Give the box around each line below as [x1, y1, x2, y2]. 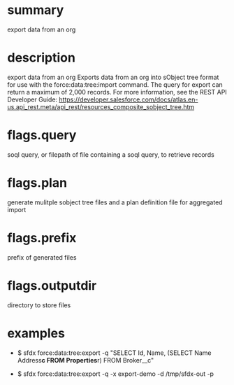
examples [7, 325, 65, 341]
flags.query [7, 127, 77, 143]
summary [7, 2, 64, 18]
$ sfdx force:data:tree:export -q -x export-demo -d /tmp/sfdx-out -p [17, 370, 214, 378]
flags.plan [7, 175, 68, 190]
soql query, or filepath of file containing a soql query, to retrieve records [7, 150, 214, 159]
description [7, 50, 75, 66]
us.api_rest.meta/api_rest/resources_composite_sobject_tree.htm [7, 102, 195, 111]
